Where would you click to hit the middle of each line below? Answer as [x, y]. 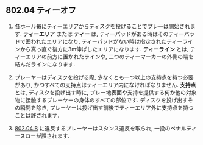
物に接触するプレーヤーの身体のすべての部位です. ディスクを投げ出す [101, 100]
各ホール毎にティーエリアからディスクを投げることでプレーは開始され [102, 26]
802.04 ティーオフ [41, 10]
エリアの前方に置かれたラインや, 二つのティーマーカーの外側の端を [109, 57]
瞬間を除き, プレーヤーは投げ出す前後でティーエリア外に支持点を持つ [107, 107]
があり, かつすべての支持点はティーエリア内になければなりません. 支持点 [105, 85]
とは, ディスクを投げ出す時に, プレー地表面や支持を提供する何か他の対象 [105, 92]
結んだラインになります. [45, 64]
